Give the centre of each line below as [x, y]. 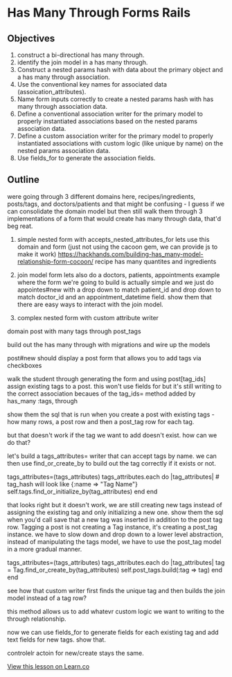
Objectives [31, 38]
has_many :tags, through [43, 401]
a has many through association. [64, 77]
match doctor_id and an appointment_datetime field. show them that [115, 297]
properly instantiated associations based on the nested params [107, 121]
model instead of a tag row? [47, 598]
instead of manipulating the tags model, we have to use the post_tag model [114, 541]
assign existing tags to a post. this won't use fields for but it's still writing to [114, 386]
